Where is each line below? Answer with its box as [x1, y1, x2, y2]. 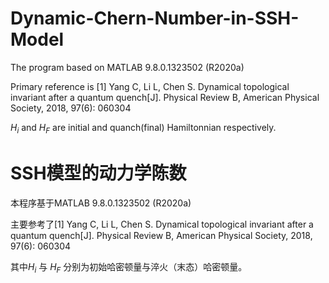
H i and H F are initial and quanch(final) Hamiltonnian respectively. [10, 121, 277, 136]
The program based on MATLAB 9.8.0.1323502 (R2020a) [10, 61, 245, 73]
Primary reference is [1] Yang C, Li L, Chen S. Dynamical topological [10, 80, 290, 92]
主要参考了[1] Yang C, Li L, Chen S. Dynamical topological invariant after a [10, 218, 314, 230]
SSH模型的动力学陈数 [10, 162, 187, 184]
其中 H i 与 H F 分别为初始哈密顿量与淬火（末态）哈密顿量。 [10, 260, 248, 275]
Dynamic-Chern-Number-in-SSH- [10, 7, 300, 30]
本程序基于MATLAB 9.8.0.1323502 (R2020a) [10, 197, 192, 209]
